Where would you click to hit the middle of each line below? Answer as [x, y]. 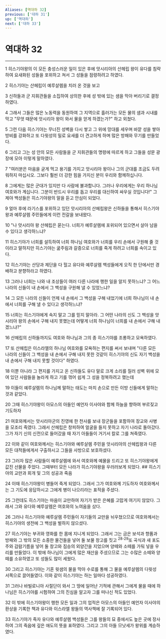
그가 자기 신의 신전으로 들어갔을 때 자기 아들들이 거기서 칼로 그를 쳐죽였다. [76, 434]
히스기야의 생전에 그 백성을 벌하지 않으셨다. [47, 523]
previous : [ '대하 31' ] [27, 14]
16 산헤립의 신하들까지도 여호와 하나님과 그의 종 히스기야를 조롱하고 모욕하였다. [81, 338]
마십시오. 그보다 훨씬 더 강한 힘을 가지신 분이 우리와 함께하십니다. [81, 175]
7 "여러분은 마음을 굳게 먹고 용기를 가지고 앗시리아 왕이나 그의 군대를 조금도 [78, 169]
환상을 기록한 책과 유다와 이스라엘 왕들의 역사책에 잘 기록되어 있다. [69, 608]
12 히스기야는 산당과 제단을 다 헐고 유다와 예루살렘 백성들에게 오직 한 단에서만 [80, 265]
